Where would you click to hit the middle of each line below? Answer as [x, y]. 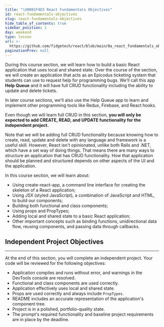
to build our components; [37, 200]
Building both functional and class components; [60, 206]
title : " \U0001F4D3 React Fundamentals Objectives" [59, 10]
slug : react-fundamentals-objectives [43, 19]
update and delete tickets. [31, 91]
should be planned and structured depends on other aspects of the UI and [80, 161]
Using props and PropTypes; [41, 210]
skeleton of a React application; [44, 190]
